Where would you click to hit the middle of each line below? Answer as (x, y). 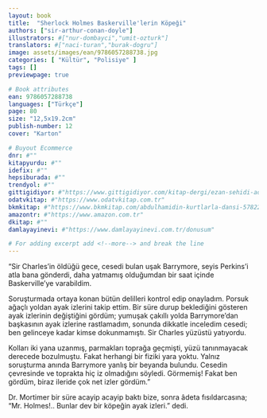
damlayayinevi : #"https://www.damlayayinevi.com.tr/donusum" (112, 229)
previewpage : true (39, 75)
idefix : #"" (28, 170)
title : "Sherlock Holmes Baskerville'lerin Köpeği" (97, 23)
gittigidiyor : (32, 193)
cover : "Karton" (35, 134)
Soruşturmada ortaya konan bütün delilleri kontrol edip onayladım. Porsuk (128, 299)
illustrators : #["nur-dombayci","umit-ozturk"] (89, 38)
